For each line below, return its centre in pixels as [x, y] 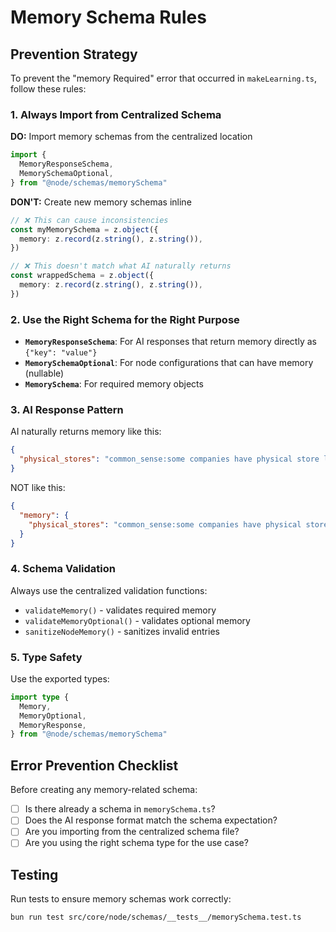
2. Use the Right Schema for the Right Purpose [125, 319]
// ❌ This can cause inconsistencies [89, 220]
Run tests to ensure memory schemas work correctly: [121, 899]
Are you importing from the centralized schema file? [132, 832]
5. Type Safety [46, 657]
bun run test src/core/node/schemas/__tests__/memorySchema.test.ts [156, 917]
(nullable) [44, 373]
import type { [40, 697]
